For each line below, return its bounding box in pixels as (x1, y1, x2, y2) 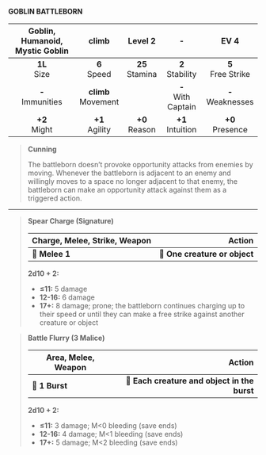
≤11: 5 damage (39, 285, 88, 293)
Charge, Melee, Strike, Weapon (31, 235, 152, 246)
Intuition (166, 124, 197, 135)
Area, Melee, (46, 352, 95, 363)
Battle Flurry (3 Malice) (27, 333, 105, 342)
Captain (167, 101, 196, 112)
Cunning (27, 144, 57, 154)
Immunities (21, 97, 63, 107)
